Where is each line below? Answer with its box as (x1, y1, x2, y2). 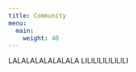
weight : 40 (23, 34, 60, 42)
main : (15, 26, 35, 34)
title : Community (8, 11, 67, 20)
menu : (8, 19, 27, 27)
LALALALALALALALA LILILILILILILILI (8, 56, 129, 66)
